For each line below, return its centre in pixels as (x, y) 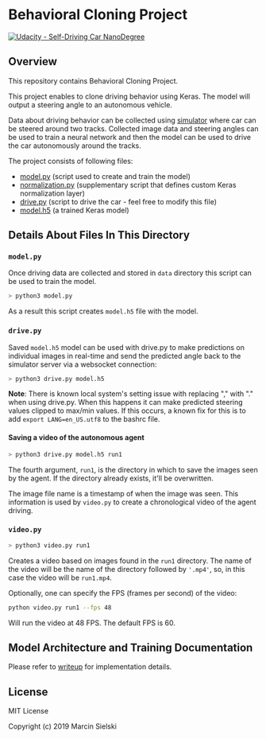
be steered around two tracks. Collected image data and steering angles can (133, 128)
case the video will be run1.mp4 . (60, 578)
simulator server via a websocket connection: (83, 364)
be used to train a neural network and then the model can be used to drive (130, 137)
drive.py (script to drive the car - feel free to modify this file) (118, 201)
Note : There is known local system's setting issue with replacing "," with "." (131, 394)
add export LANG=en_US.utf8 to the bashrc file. (84, 419)
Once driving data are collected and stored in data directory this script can (130, 273)
